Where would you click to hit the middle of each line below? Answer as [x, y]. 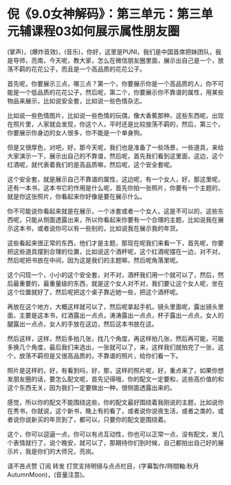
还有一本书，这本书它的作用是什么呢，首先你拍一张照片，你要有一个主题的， [115, 187]
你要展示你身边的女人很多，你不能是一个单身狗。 [76, 132]
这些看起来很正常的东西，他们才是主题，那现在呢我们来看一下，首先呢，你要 [115, 242]
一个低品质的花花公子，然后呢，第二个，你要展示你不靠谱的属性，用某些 [121, 92]
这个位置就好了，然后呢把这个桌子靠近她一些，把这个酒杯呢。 [95, 292]
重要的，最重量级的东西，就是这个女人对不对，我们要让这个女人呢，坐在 [121, 283]
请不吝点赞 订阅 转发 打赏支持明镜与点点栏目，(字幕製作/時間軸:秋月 [103, 466]
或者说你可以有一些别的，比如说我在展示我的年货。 [109, 228]
